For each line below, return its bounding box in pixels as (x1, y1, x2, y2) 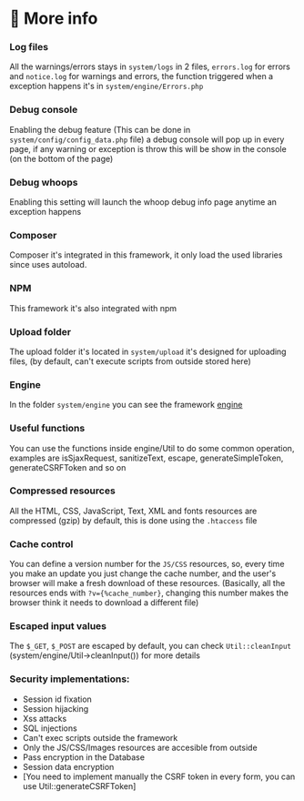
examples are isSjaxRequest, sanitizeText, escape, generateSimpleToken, (9, 452, 284, 463)
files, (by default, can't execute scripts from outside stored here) (9, 355, 252, 367)
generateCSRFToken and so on (9, 461, 127, 472)
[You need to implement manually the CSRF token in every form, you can (22, 771, 296, 782)
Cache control (9, 537, 74, 550)
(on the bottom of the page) (9, 153, 114, 164)
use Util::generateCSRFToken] (22, 780, 137, 791)
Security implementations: (9, 673, 130, 685)
